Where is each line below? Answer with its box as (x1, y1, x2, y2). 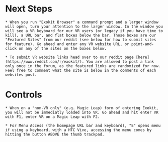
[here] (135, 55, 150, 60)
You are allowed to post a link (86, 59, 154, 64)
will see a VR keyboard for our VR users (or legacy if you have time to (5, 28, 163, 33)
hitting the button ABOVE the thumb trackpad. (5, 131, 105, 137)
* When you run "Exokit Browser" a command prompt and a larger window (5, 20, 158, 25)
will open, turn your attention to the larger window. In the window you (5, 24, 163, 29)
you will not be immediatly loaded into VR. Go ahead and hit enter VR (5, 110, 158, 115)
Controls (5, 89, 42, 100)
